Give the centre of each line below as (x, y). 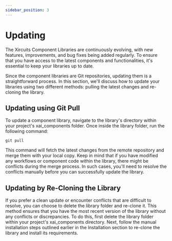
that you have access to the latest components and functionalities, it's (79, 60)
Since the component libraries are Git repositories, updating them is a (79, 76)
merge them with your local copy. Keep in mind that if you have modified (82, 156)
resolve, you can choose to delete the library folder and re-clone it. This (81, 206)
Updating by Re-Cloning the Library (63, 188)
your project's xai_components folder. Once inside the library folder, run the (85, 126)
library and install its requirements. (42, 233)
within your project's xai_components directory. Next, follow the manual (81, 222)
